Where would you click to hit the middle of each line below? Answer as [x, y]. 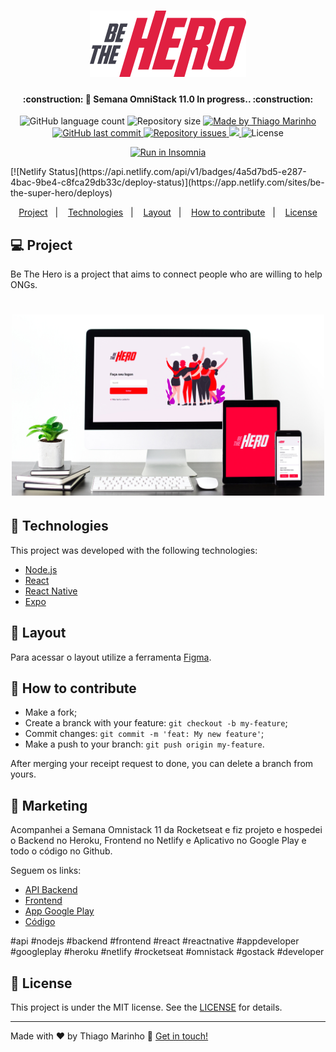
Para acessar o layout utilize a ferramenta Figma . [111, 657]
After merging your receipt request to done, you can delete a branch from [162, 764]
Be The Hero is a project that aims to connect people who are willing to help [166, 274]
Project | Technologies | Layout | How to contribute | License [168, 212]
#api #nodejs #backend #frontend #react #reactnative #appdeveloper [155, 941]
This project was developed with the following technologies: [134, 550]
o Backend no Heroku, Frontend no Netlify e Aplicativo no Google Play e [158, 841]
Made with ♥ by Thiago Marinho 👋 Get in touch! [109, 1036]
